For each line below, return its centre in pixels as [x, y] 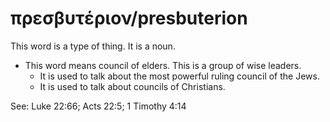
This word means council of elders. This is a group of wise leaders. [163, 65]
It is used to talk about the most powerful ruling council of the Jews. [179, 76]
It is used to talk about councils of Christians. [132, 86]
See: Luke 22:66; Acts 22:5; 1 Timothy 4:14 [98, 106]
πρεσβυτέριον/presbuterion [129, 18]
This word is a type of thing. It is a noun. [93, 46]
